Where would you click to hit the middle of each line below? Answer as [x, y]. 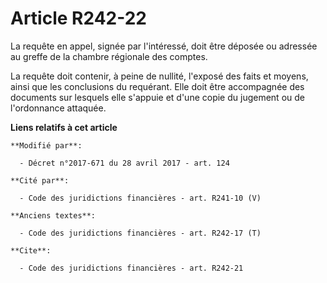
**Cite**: [31, 250]
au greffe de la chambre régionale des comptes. [109, 56]
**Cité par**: [40, 180]
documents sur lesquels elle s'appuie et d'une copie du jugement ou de [157, 97]
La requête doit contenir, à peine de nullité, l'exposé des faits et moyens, [159, 76]
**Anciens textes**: [53, 215]
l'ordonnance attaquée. [58, 108]
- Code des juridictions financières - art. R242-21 [131, 268]
